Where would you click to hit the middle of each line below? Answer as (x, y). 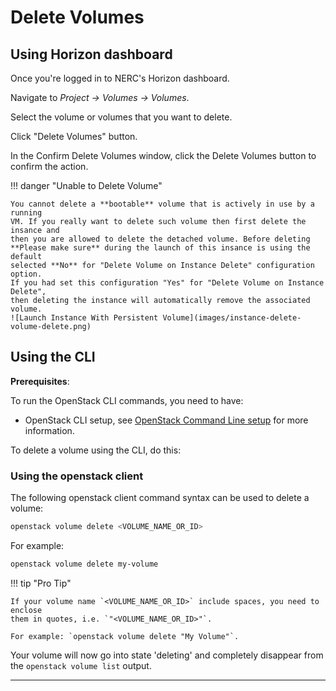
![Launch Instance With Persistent (84, 318)
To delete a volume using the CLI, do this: (96, 450)
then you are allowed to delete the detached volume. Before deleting (160, 239)
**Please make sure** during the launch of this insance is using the (160, 248)
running (26, 213)
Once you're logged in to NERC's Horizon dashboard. (120, 78)
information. (49, 430)
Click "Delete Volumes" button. (74, 136)
